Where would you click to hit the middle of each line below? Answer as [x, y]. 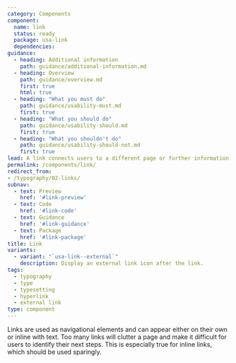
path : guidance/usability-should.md [74, 125]
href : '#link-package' [53, 237]
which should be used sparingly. [54, 352]
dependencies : [34, 47]
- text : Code [33, 204]
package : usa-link [41, 40]
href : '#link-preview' [53, 198]
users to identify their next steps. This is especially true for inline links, [110, 344]
